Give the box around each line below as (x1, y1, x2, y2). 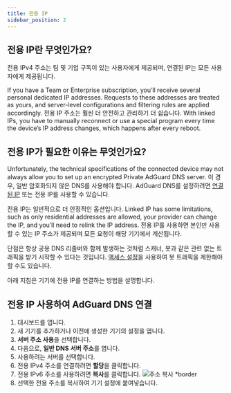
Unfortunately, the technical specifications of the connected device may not (7, 165, 223, 173)
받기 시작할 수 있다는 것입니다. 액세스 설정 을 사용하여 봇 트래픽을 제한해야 (25, 253, 223, 262)
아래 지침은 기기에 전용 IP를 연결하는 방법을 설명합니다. (7, 276, 155, 284)
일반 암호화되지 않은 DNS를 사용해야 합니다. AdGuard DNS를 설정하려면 (16, 181, 211, 190)
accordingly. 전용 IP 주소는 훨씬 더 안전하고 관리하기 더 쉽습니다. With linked (7, 109, 216, 118)
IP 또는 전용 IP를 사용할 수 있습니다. (14, 190, 111, 199)
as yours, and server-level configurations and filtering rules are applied (7, 101, 210, 109)
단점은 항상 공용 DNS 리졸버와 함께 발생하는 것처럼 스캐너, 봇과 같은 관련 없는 (7, 244, 216, 253)
